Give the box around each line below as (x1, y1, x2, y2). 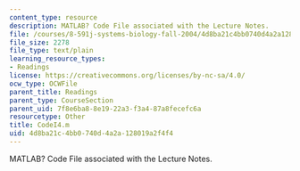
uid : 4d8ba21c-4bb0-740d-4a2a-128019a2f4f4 (9, 129, 174, 138)
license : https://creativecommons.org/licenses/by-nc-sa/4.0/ (9, 71, 246, 80)
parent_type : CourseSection (9, 95, 114, 105)
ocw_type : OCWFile (9, 79, 78, 88)
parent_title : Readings (9, 87, 98, 96)
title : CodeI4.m (9, 121, 70, 130)
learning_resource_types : (9, 54, 105, 63)
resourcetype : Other (9, 112, 87, 121)
